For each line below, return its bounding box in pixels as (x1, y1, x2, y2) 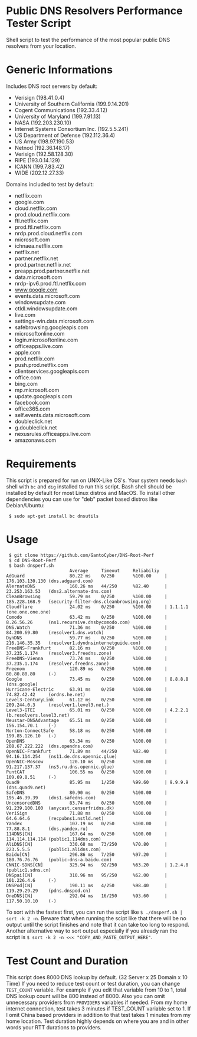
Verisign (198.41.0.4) (14, 94, 65, 101)
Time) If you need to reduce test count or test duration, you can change (6, 980, 180, 987)
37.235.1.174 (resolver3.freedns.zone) (6, 650, 112, 656)
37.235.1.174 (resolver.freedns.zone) (6, 661, 110, 667)
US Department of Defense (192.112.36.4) (14, 132, 116, 139)
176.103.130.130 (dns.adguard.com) (6, 578, 94, 584)
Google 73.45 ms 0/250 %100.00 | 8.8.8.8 (6, 676, 189, 682)
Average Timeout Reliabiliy (69, 567, 160, 573)
